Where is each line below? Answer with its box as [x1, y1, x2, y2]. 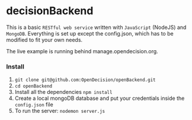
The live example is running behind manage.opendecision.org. [6, 47, 158, 54]
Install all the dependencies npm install [14, 89, 113, 96]
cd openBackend [14, 83, 53, 89]
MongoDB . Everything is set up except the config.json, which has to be [6, 30, 174, 37]
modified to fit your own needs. [6, 36, 83, 43]
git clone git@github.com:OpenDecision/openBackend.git [14, 77, 156, 83]
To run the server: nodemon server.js [14, 108, 105, 115]
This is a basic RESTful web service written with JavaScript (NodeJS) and [6, 24, 187, 31]
